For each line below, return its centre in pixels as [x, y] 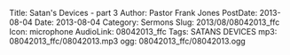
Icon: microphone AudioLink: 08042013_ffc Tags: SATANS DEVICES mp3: [143, 31]
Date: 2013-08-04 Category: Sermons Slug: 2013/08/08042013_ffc [157, 22]
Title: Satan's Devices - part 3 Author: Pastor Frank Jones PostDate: [133, 13]
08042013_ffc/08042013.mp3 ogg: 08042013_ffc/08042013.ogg [127, 41]
